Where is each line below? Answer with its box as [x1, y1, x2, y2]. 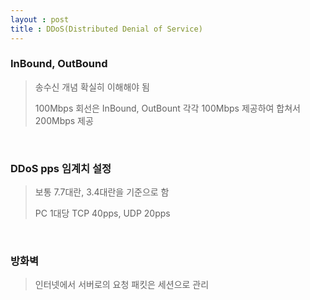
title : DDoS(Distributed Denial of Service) [10, 24, 203, 34]
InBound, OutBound [10, 57, 108, 71]
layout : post [10, 14, 70, 25]
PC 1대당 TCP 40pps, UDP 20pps [34, 207, 171, 220]
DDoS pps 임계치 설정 [10, 161, 112, 175]
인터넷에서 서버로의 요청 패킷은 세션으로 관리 [34, 279, 210, 291]
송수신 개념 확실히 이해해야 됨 [34, 81, 150, 93]
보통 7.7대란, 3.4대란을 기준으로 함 [34, 186, 170, 198]
